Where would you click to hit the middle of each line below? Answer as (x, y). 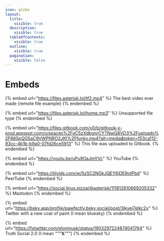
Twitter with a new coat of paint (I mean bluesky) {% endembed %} (74, 213)
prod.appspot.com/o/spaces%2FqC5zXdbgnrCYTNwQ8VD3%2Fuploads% (82, 133)
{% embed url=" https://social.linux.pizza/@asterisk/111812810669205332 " (81, 188)
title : (16, 19)
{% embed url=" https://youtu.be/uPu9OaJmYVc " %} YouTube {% (72, 159)
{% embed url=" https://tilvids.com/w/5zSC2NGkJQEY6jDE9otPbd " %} (77, 173)
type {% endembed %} (29, 119)
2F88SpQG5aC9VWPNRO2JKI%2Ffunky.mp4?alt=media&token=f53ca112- (82, 138)
